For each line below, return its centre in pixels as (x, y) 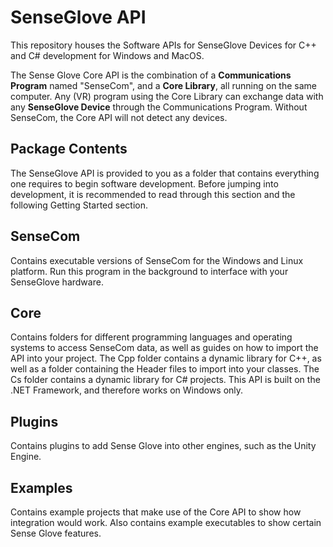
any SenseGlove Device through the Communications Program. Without (159, 107)
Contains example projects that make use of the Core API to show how (156, 512)
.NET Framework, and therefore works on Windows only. (127, 390)
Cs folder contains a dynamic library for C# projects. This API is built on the (165, 380)
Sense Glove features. (56, 533)
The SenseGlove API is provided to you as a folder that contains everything (165, 173)
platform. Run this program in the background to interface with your (149, 271)
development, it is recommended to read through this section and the (153, 194)
